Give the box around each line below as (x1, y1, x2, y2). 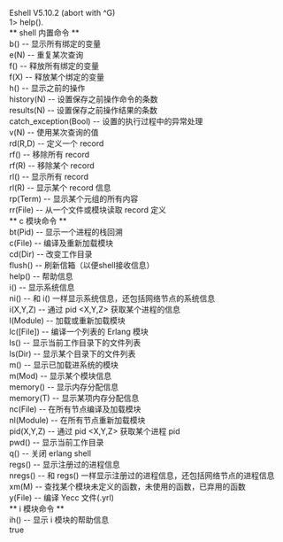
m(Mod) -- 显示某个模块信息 (9, 371, 112, 381)
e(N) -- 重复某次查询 (9, 50, 84, 60)
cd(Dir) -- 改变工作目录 (9, 249, 93, 259)
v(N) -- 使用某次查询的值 (9, 128, 99, 137)
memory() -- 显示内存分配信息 (9, 382, 119, 392)
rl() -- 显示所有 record (9, 172, 88, 182)
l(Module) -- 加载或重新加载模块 (9, 315, 126, 326)
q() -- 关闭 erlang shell (9, 448, 91, 459)
